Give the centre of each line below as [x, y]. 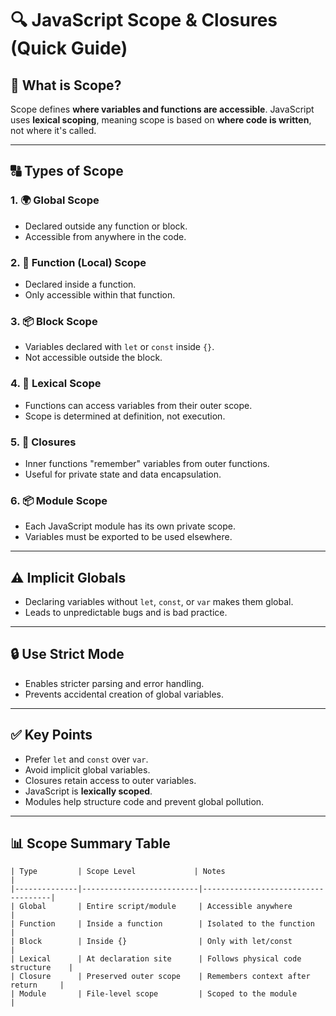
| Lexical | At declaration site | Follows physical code [156, 959]
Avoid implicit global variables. [87, 769]
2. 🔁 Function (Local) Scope [78, 262]
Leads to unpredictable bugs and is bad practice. [126, 612]
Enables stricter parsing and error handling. [114, 683]
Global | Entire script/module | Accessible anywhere [156, 907]
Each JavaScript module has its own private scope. [130, 526]
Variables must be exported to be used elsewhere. [128, 537]
